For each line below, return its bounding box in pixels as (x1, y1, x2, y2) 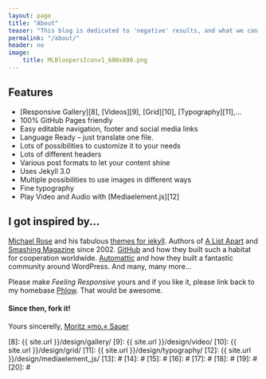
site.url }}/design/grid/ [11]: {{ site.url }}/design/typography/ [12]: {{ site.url (8, 345, 252, 355)
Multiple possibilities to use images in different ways (19, 175, 192, 184)
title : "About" (8, 19, 59, 27)
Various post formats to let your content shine (19, 157, 170, 168)
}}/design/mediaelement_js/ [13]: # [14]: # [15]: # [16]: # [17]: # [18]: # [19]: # (8, 353, 257, 363)
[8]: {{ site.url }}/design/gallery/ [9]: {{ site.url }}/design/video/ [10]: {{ (8, 337, 237, 346)
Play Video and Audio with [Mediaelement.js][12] (19, 191, 180, 201)
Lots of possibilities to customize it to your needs (19, 140, 182, 150)
